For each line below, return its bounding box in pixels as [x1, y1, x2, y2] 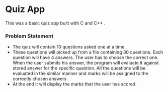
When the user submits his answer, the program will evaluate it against [12, 60, 159, 66]
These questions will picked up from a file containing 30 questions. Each [12, 49, 163, 55]
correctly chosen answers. [12, 76, 68, 82]
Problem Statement [5, 32, 54, 39]
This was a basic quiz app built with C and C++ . [5, 20, 106, 26]
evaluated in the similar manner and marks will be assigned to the [12, 70, 148, 76]
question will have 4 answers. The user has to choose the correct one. [12, 54, 159, 60]
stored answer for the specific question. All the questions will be [12, 65, 146, 71]
